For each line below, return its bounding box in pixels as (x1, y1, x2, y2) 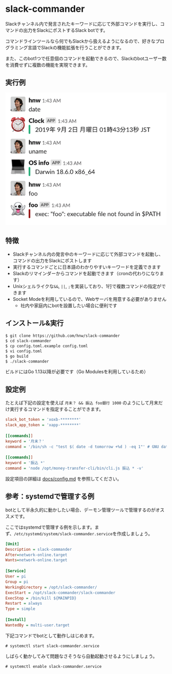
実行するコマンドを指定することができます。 (9, 406, 104, 412)
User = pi (5, 574, 27, 579)
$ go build (5, 354, 29, 359)
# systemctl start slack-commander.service (5, 643, 100, 648)
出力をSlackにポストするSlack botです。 (23, 27, 108, 33)
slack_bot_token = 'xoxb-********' (5, 417, 81, 422)
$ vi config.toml (5, 349, 42, 354)
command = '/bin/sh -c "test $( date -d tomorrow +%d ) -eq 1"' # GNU (5, 444, 159, 449)
